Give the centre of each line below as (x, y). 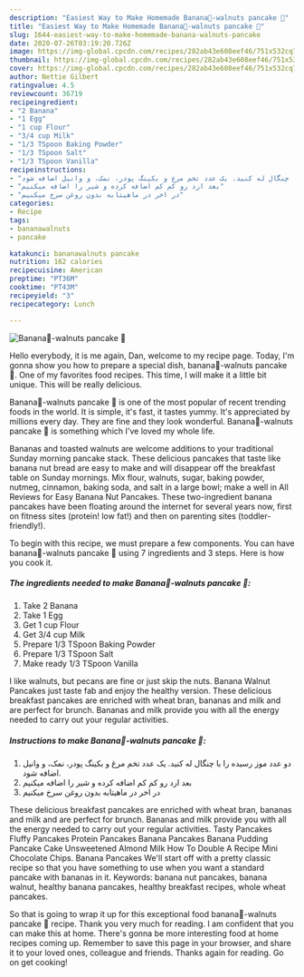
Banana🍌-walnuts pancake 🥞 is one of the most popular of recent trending (148, 402)
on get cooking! (38, 962)
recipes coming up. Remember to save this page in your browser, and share (150, 943)
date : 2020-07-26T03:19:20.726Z (70, 43)
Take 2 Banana (50, 606)
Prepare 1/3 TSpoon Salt (68, 654)
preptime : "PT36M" (44, 279)
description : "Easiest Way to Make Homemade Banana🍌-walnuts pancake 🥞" (149, 18)
